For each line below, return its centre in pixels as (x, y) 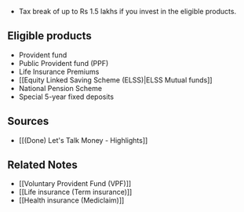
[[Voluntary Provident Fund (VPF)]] (75, 184)
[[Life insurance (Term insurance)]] (75, 192)
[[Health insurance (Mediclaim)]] (71, 200)
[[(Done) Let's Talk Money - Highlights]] (83, 140)
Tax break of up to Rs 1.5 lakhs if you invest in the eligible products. (127, 11)
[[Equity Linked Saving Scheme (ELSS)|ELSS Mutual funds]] (115, 80)
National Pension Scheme (60, 88)
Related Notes (42, 165)
